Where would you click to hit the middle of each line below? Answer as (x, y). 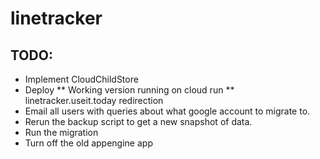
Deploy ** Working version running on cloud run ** (129, 90)
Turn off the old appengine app (88, 143)
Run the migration (61, 132)
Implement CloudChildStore (81, 79)
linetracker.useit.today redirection (94, 100)
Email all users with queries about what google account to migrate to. (167, 111)
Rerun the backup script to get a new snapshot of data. (138, 121)
